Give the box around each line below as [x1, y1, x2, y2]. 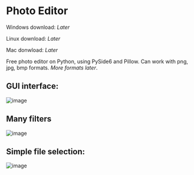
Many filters [6, 114, 52, 124]
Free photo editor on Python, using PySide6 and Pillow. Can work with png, [6, 58, 189, 65]
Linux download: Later [6, 35, 61, 42]
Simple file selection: [6, 146, 86, 157]
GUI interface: [6, 81, 59, 91]
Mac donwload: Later [6, 46, 58, 54]
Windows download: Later [6, 24, 70, 31]
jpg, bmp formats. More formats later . [6, 64, 98, 71]
